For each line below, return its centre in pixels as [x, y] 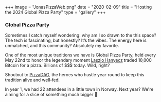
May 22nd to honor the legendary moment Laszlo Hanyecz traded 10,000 [78, 60]
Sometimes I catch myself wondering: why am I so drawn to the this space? [81, 35]
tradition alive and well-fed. [32, 80]
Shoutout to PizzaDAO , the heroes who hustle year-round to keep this [75, 75]
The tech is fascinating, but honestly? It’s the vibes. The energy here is [76, 40]
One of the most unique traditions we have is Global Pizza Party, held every [80, 55]
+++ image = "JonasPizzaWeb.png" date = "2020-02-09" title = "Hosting [79, 7]
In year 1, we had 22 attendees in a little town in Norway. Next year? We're [79, 89]
